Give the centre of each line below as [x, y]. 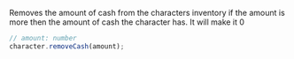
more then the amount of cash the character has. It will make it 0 [127, 22]
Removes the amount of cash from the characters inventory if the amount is [147, 13]
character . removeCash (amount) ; [67, 46]
